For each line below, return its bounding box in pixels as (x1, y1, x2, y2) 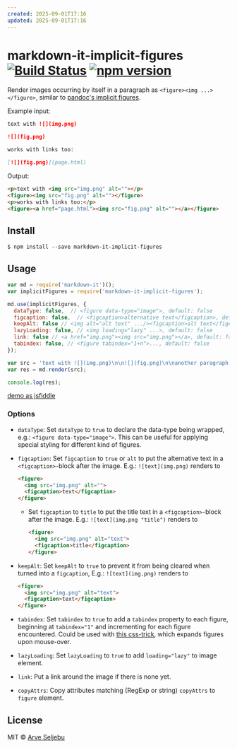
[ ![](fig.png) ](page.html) (7, 159, 87, 166)
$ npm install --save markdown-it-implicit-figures (7, 243, 162, 251)
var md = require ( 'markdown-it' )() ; (7, 281, 115, 288)
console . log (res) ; (7, 379, 61, 386)
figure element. (17, 694, 64, 702)
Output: (7, 171, 30, 180)
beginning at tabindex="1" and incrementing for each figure (17, 623, 191, 631)
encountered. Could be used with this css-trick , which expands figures (17, 630, 224, 638)
